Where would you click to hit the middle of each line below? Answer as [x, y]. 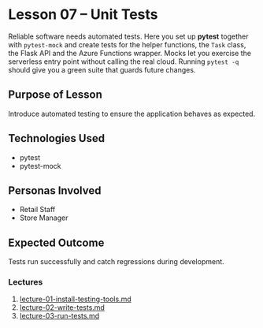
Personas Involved [55, 190]
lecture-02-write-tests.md [62, 307]
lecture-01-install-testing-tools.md [75, 299]
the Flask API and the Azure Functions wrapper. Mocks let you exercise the [130, 53]
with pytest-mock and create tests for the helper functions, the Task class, [127, 44]
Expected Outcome [56, 242]
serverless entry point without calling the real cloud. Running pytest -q [124, 61]
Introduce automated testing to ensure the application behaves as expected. [132, 114]
